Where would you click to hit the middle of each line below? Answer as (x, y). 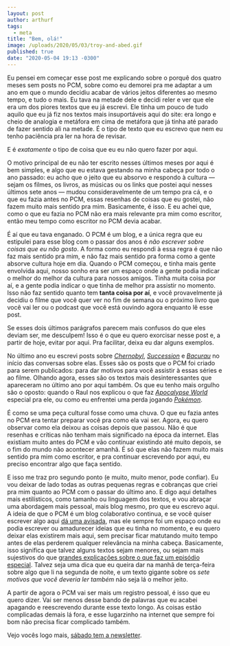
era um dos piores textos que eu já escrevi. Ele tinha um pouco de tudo (108, 106)
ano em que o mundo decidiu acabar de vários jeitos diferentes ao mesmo (112, 92)
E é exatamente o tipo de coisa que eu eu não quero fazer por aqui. (102, 149)
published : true (30, 52)
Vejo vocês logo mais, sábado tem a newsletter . (74, 635)
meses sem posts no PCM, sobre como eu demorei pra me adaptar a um (110, 85)
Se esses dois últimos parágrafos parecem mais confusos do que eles (106, 327)
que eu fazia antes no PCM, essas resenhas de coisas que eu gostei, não (111, 199)
